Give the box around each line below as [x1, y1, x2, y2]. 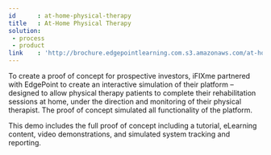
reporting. [8, 138, 42, 147]
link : [8, 49, 42, 57]
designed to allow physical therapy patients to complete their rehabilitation [8, 88, 256, 97]
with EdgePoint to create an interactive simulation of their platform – [8, 80, 234, 89]
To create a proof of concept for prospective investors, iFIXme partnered [8, 71, 251, 80]
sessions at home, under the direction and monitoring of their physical [8, 97, 242, 106]
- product [11, 42, 45, 50]
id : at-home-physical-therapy [8, 11, 131, 20]
